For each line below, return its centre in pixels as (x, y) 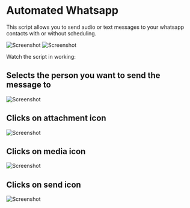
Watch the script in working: (41, 56)
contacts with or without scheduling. (51, 33)
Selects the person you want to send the (83, 76)
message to (29, 85)
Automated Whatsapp (63, 10)
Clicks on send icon (44, 184)
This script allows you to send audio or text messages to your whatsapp (95, 27)
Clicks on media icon (46, 151)
